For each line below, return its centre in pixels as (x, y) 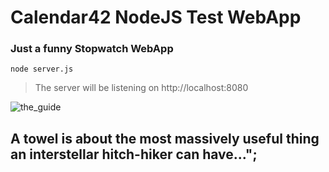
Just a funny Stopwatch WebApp (92, 49)
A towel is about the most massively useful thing (165, 138)
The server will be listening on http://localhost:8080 (141, 88)
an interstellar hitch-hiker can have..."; (134, 154)
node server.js (42, 69)
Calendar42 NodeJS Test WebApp (156, 17)
